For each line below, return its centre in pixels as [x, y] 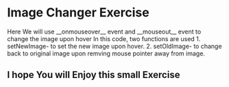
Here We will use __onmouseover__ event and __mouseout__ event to [104, 32]
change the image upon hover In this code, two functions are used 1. [104, 38]
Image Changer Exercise [78, 13]
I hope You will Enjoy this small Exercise [94, 75]
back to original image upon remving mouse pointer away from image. [106, 53]
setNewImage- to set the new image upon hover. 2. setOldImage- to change [114, 46]
